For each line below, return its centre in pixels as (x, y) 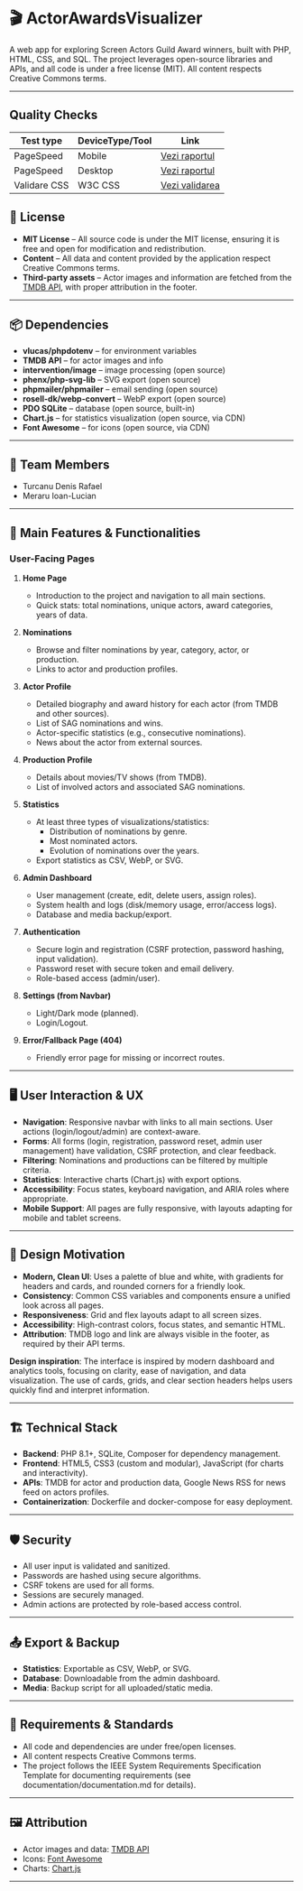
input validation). (67, 959)
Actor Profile (47, 686)
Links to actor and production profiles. (107, 669)
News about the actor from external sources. (119, 742)
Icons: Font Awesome (62, 1859)
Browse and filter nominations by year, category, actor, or (142, 649)
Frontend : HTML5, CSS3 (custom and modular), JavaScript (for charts (153, 1463)
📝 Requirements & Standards (92, 1724)
